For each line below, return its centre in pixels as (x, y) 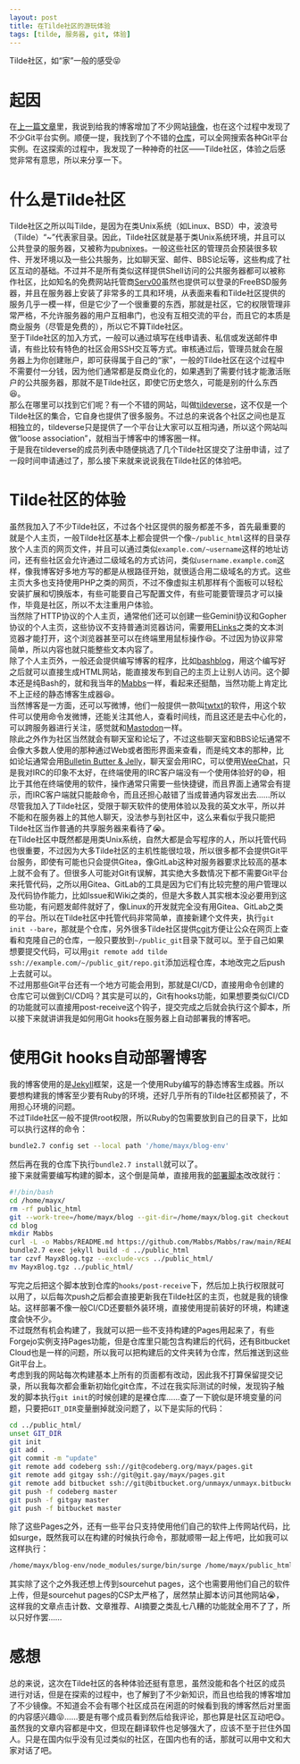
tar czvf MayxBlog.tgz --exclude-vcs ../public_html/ (112, 1259)
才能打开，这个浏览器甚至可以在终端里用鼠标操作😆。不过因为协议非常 (154, 638)
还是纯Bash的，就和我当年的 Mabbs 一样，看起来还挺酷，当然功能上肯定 (148, 683)
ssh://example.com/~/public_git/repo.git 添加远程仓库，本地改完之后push (147, 963)
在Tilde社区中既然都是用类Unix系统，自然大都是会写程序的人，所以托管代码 (148, 840)
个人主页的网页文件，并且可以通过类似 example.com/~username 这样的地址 (149, 549)
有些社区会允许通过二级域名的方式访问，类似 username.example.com (155, 561)
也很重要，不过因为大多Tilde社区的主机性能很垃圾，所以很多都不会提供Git (145, 851)
